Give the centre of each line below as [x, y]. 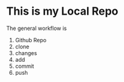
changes [26, 53]
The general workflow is [36, 28]
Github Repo [31, 40]
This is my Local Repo [62, 11]
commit [25, 66]
